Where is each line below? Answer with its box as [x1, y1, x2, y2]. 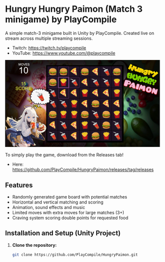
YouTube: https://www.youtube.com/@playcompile [12, 50, 115, 56]
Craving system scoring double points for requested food [12, 215, 129, 221]
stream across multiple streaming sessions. [5, 35, 93, 41]
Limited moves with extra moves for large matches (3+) [12, 210, 124, 216]
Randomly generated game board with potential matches [12, 194, 128, 200]
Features [5, 181, 33, 189]
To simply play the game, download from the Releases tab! [5, 152, 124, 158]
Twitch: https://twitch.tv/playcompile [12, 45, 86, 51]
